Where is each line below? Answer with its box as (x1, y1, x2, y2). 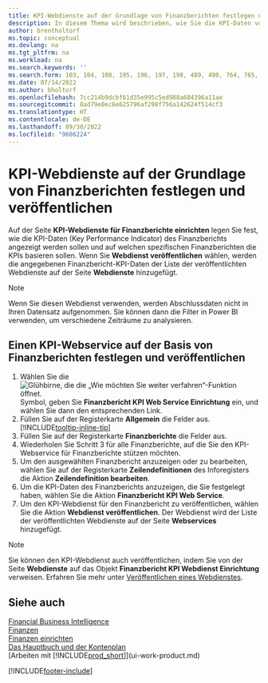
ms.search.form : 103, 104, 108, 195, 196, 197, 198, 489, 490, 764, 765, (8, 71, 259, 79)
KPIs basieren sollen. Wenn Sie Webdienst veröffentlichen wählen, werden (8, 251, 257, 260)
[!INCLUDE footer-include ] (8, 666, 93, 676)
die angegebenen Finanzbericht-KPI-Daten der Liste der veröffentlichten (8, 259, 247, 268)
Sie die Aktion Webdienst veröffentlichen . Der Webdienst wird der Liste (19, 507, 258, 517)
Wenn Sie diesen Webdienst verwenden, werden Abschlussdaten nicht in (8, 298, 249, 308)
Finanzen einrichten (8, 634, 73, 643)
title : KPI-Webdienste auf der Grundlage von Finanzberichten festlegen (8, 11, 255, 20)
